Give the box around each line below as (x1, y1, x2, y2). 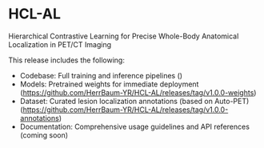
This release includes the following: (8, 55, 126, 65)
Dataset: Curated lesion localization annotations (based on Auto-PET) (19, 96, 250, 106)
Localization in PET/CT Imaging (8, 39, 112, 49)
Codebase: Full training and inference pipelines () (19, 70, 182, 80)
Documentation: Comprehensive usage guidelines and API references (19, 122, 250, 131)
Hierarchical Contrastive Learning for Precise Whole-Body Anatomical (8, 31, 239, 41)
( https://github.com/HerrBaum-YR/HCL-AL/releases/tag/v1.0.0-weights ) (19, 87, 257, 97)
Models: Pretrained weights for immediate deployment (19, 79, 199, 89)
